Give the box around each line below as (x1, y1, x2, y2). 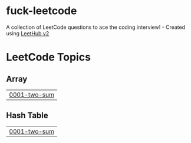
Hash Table (6, 111, 48, 121)
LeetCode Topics (6, 51, 91, 64)
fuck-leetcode (6, 4, 77, 18)
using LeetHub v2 (6, 29, 50, 36)
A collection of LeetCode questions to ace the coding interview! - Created (6, 24, 186, 31)
